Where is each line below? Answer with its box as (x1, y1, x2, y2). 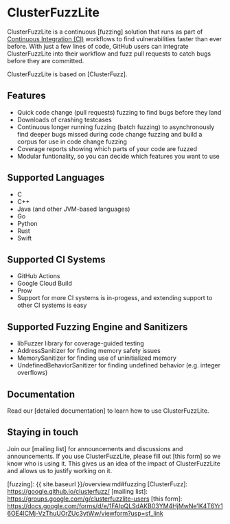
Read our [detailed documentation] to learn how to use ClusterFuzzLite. (7, 407, 209, 415)
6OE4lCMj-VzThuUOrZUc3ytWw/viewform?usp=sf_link (7, 509, 163, 517)
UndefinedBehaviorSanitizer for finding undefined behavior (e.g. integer (16, 361, 221, 369)
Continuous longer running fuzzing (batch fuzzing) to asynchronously (16, 122, 215, 131)
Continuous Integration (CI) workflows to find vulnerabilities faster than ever (7, 34, 222, 43)
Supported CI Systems (7, 253, 106, 265)
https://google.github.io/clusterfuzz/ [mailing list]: (7, 487, 148, 495)
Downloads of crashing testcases (16, 115, 112, 124)
